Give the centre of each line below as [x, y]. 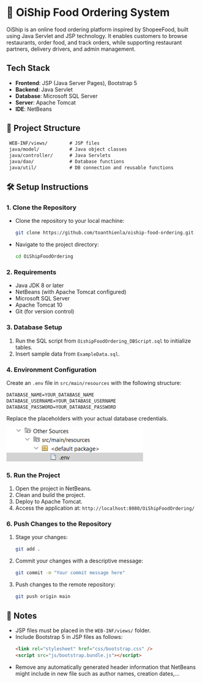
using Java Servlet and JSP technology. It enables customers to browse [97, 35]
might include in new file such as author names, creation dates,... [97, 673]
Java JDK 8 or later [39, 286]
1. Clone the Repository [41, 207]
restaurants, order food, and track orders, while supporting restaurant [94, 42]
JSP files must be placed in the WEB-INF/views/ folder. [83, 630]
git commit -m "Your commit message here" [70, 573]
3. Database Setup [34, 327]
